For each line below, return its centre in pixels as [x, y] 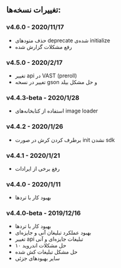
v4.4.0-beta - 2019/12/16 [44, 213]
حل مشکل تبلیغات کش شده [46, 252]
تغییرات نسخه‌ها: [34, 10]
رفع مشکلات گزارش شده [43, 47]
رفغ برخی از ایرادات [37, 168]
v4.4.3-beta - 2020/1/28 [43, 97]
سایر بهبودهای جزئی [37, 258]
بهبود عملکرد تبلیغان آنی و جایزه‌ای [53, 233]
